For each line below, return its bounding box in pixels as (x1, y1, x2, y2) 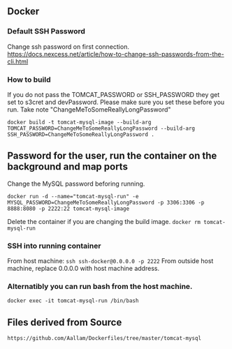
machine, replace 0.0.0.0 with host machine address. (7, 265, 159, 273)
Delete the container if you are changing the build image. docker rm (7, 217, 201, 225)
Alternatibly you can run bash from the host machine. (7, 282, 193, 292)
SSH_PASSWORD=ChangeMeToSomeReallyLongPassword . (7, 131, 155, 138)
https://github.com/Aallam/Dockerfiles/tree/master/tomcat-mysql (7, 335, 201, 342)
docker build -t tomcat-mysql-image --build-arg (7, 119, 152, 126)
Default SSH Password (7, 27, 85, 36)
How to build (7, 75, 51, 84)
